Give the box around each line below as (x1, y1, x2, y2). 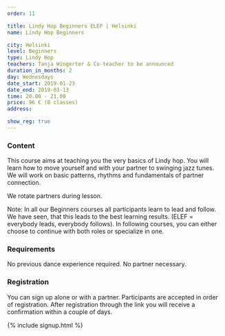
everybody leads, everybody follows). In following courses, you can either (7, 220, 217, 228)
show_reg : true (7, 118, 51, 125)
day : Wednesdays (7, 73, 54, 80)
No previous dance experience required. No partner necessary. (7, 260, 187, 268)
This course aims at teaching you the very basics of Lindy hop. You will (7, 157, 209, 165)
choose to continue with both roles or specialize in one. (7, 227, 164, 235)
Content (7, 141, 36, 150)
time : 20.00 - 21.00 (7, 92, 67, 100)
